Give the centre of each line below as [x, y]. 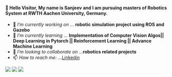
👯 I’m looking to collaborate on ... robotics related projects [75, 52]
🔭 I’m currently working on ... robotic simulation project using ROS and [88, 25]
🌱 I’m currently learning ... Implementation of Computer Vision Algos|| [88, 35]
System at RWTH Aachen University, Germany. [56, 13]
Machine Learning [33, 46]
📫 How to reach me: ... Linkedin [46, 57]
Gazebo [21, 30]
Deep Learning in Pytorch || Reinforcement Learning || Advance [82, 41]
